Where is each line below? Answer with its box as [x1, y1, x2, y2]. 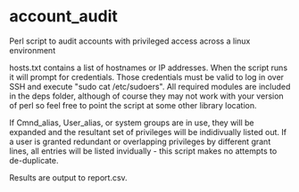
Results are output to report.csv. [9, 172, 128, 183]
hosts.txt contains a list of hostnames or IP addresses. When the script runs [9, 62, 288, 73]
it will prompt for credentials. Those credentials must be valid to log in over [9, 71, 284, 82]
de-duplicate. [9, 155, 60, 165]
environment [9, 44, 56, 55]
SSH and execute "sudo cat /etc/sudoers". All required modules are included [9, 81, 291, 92]
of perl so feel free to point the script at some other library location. [9, 100, 257, 110]
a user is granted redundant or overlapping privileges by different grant [9, 136, 271, 147]
